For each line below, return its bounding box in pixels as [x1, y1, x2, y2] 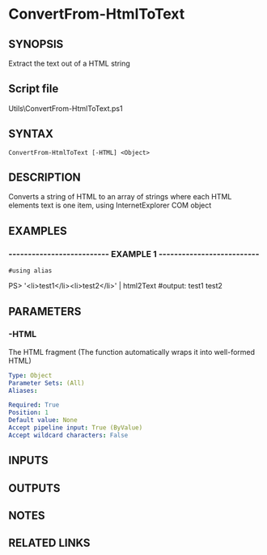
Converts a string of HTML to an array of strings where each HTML [8, 192, 232, 202]
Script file [8, 82, 59, 96]
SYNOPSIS [8, 37, 64, 51]
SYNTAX [8, 127, 54, 141]
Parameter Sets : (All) [8, 378, 85, 387]
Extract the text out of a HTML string [8, 58, 131, 68]
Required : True [8, 401, 60, 409]
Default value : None [8, 416, 78, 425]
